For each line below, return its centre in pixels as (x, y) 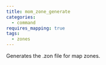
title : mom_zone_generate (38, 12)
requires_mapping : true (36, 28)
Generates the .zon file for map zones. (53, 56)
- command (24, 22)
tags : (13, 34)
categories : (21, 17)
